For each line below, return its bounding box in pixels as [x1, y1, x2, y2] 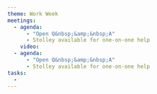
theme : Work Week [7, 10, 59, 18]
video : [20, 43, 40, 50]
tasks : [7, 69, 27, 76]
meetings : [7, 17, 37, 24]
